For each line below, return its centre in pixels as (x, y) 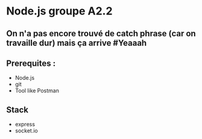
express (25, 124)
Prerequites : (31, 63)
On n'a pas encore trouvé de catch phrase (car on (101, 34)
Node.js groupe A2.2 (59, 11)
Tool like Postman (37, 91)
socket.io (26, 131)
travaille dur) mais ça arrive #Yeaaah (77, 43)
